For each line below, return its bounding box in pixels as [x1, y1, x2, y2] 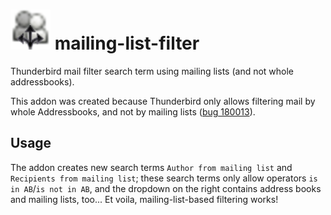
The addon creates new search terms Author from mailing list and [10, 161, 293, 173]
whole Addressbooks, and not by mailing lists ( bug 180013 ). [10, 105, 256, 118]
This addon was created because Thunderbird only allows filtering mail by [10, 95, 316, 107]
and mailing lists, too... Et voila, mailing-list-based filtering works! [10, 193, 279, 205]
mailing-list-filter [54, 32, 200, 55]
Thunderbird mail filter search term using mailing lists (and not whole [10, 65, 295, 77]
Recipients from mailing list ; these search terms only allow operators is [10, 172, 318, 184]
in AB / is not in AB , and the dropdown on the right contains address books [10, 182, 322, 194]
